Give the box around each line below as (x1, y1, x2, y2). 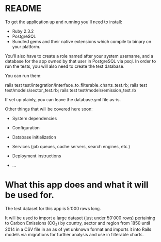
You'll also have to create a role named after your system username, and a (5, 53, 154, 59)
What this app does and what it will (5, 180, 149, 190)
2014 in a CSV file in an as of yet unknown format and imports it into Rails (5, 226, 152, 232)
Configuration (12, 124, 40, 131)
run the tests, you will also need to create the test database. (5, 63, 125, 69)
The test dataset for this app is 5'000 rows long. (5, 205, 101, 211)
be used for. (5, 190, 54, 201)
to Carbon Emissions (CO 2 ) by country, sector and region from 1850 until (5, 220, 150, 227)
